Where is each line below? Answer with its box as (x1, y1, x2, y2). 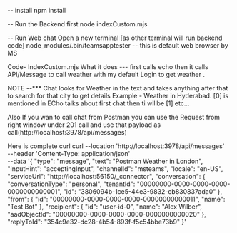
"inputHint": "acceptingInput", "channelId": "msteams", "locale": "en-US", (7, 165, 223, 173)
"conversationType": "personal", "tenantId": (7, 180, 136, 188)
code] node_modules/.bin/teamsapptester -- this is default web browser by (7, 41, 228, 49)
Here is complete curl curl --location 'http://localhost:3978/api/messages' (7, 142, 225, 150)
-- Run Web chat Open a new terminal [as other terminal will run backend (7, 33, 223, 42)
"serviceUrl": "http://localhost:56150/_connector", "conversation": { (7, 172, 206, 180)
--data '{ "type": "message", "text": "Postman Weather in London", (7, 157, 203, 165)
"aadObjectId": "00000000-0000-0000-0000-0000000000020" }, (7, 210, 206, 218)
